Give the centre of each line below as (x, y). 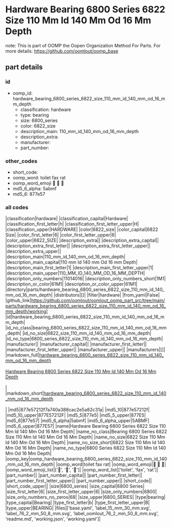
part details (24, 67)
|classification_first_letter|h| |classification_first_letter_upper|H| (72, 224)
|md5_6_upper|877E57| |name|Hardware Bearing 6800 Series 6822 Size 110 (85, 426)
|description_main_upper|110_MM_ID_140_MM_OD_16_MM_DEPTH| (75, 273)
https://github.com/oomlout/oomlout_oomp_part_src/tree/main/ (98, 301)
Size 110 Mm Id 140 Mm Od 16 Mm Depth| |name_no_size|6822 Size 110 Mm (85, 437)
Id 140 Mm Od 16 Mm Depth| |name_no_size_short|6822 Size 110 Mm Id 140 (85, 443)
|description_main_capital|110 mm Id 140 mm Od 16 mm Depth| (71, 262)
